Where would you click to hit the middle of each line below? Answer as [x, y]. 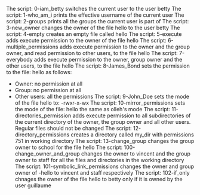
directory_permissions [42, 135]
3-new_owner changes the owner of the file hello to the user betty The [93, 28]
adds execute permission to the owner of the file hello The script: [86, 40]
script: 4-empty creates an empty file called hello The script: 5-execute [94, 34]
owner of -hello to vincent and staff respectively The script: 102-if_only [102, 173]
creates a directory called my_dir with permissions [132, 135]
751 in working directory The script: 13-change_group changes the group [104, 141]
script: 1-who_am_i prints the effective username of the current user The [95, 15]
